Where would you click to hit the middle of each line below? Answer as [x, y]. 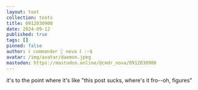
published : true [27, 35]
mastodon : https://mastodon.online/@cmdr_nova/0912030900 [81, 63]
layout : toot [23, 12]
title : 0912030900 [30, 23]
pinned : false [24, 46]
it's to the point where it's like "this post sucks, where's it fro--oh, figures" [99, 80]
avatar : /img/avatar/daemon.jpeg [49, 57]
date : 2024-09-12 [28, 29]
